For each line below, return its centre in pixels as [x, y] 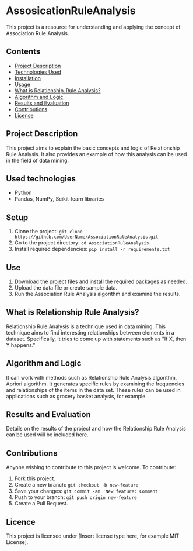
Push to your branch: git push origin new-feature [76, 497]
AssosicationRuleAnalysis [71, 11]
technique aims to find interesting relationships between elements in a [90, 332]
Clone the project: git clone [48, 232]
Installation [28, 78]
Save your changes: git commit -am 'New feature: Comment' [87, 491]
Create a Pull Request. [41, 504]
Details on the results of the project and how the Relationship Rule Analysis [96, 429]
